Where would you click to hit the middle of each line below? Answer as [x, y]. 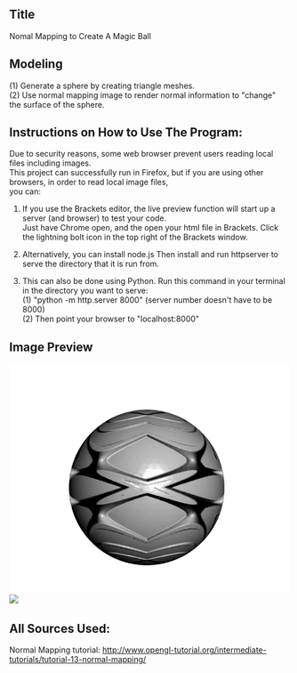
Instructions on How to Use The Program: [126, 133]
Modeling [36, 65]
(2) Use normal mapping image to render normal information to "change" [143, 95]
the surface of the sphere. [57, 104]
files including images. [50, 163]
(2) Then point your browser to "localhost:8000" [111, 319]
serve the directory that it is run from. [91, 264]
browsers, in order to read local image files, [89, 182]
